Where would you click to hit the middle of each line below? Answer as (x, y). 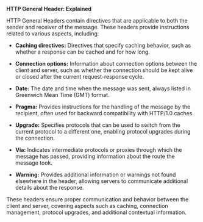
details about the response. (49, 188)
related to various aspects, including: (53, 34)
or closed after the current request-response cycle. (80, 77)
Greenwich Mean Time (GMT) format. (62, 95)
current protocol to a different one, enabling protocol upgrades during (103, 131)
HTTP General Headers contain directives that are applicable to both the (97, 20)
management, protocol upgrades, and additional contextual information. (97, 212)
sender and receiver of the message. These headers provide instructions (98, 27)
